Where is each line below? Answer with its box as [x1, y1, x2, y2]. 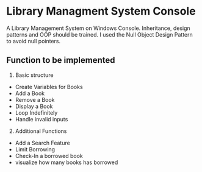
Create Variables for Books [15, 83, 84, 90]
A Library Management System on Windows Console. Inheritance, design [6, 24, 190, 32]
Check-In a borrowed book [15, 152, 84, 159]
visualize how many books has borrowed [15, 159, 118, 166]
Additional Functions [15, 127, 67, 135]
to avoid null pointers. [6, 37, 61, 45]
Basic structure [15, 71, 54, 79]
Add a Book [15, 90, 45, 97]
